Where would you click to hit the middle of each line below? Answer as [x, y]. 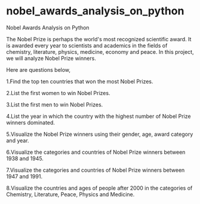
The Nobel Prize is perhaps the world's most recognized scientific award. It [99, 39]
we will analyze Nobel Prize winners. [51, 58]
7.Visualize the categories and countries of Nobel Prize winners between [96, 170]
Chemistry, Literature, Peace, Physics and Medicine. [70, 194]
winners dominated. [31, 122]
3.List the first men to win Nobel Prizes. [55, 104]
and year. [18, 140]
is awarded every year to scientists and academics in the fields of [87, 45]
